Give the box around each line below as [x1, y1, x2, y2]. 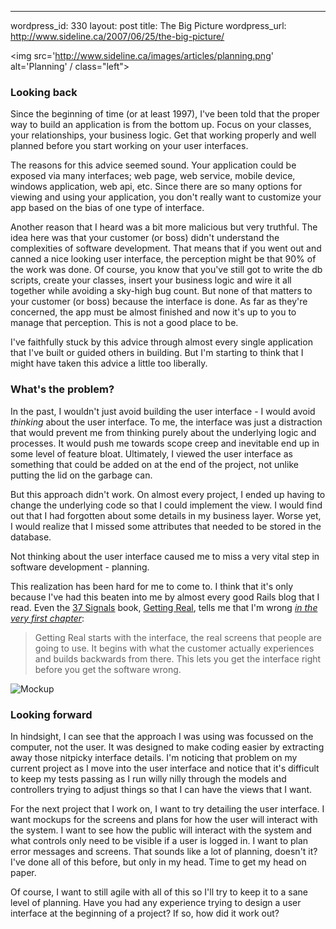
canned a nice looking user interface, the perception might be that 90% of [10, 253, 317, 265]
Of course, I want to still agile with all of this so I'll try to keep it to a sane [10, 886, 309, 898]
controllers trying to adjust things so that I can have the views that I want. [10, 783, 313, 795]
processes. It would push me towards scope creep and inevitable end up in [10, 437, 320, 449]
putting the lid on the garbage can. [10, 469, 153, 481]
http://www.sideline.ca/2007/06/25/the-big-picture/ [10, 31, 225, 42]
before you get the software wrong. [34, 663, 182, 675]
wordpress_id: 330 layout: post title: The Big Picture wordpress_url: [10, 20, 287, 31]
